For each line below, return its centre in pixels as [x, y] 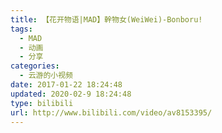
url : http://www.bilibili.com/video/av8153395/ [111, 112]
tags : [21, 29]
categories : [35, 66]
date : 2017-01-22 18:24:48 [66, 85]
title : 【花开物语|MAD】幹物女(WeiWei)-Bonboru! [106, 19]
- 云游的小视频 [46, 76]
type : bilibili [42, 103]
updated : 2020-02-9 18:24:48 [71, 94]
